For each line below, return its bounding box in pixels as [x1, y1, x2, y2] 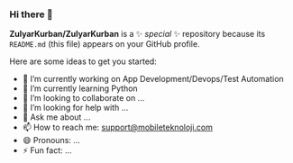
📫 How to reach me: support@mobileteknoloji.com [22, 122, 214, 133]
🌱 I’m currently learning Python [22, 83, 138, 94]
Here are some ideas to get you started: [9, 56, 158, 67]
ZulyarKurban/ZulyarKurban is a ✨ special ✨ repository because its [9, 29, 266, 40]
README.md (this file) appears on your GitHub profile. [9, 39, 200, 50]
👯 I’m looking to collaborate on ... [22, 93, 145, 104]
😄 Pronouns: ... [22, 135, 81, 146]
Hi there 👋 [9, 8, 54, 21]
